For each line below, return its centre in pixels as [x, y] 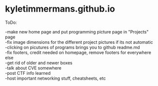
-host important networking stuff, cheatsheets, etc [55, 78]
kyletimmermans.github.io [60, 9]
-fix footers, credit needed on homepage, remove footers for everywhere [78, 52]
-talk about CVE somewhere [33, 68]
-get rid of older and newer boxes [39, 63]
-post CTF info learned [28, 73]
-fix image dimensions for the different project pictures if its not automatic [79, 42]
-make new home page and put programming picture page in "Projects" [77, 32]
